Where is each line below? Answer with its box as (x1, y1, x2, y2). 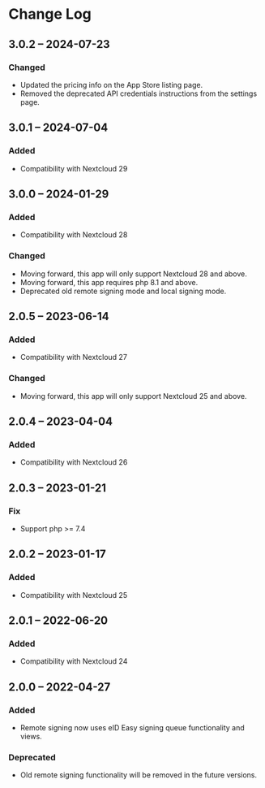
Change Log (8, 5, 92, 24)
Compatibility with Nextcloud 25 (19, 590, 128, 600)
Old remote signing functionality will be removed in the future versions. (19, 770, 258, 780)
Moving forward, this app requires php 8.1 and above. (19, 277, 199, 287)
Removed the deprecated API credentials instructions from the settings (19, 89, 258, 98)
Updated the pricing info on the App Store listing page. (19, 80, 203, 89)
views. (19, 731, 42, 741)
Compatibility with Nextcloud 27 (19, 353, 128, 362)
